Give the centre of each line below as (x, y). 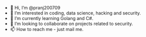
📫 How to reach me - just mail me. (47, 29)
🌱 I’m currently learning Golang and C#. (52, 18)
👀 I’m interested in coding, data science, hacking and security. (76, 13)
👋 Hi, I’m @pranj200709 (35, 8)
